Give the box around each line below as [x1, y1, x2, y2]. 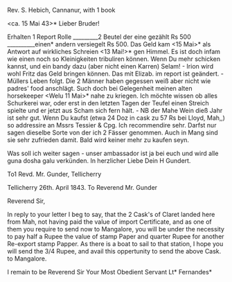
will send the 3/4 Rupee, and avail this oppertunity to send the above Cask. [7, 247, 222, 255]
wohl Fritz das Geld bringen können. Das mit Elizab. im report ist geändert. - [7, 69, 224, 78]
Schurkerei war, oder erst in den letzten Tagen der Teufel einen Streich [7, 99, 209, 107]
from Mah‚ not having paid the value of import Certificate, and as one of [7, 218, 213, 226]
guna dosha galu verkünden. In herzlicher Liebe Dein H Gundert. [7, 157, 191, 165]
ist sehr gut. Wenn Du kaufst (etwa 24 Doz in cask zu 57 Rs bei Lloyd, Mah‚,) [7, 114, 225, 122]
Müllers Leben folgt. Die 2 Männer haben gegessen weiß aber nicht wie [7, 77, 211, 85]
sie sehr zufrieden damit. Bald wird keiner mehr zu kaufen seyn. [7, 136, 189, 144]
